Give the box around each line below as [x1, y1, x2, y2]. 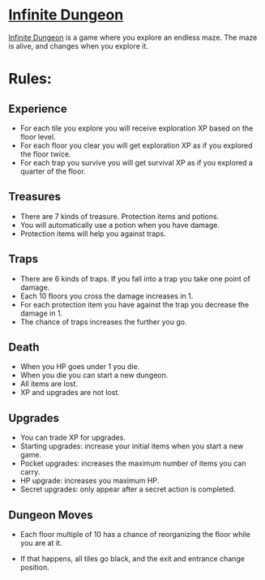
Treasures [8, 190, 61, 204]
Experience [8, 101, 67, 115]
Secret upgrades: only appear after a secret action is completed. [19, 484, 237, 494]
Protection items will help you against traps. [19, 229, 166, 238]
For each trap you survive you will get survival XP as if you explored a [19, 157, 254, 167]
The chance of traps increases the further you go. [19, 316, 187, 326]
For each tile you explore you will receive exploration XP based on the [19, 123, 254, 133]
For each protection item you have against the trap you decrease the [19, 299, 250, 309]
